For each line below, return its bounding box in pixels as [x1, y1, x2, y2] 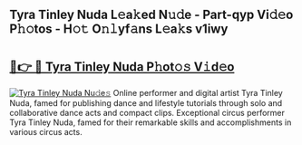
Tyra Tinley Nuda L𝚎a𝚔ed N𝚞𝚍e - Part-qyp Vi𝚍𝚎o [9, 7, 294, 23]
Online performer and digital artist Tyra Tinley [112, 88, 283, 98]
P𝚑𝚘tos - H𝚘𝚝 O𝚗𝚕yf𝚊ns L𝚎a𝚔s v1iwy [9, 22, 229, 37]
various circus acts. [9, 127, 83, 137]
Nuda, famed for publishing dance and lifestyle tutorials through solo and [9, 98, 283, 108]
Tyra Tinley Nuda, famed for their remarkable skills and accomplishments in [9, 117, 292, 128]
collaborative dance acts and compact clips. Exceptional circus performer [9, 108, 286, 118]
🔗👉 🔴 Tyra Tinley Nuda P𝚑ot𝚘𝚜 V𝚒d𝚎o [9, 59, 235, 74]
